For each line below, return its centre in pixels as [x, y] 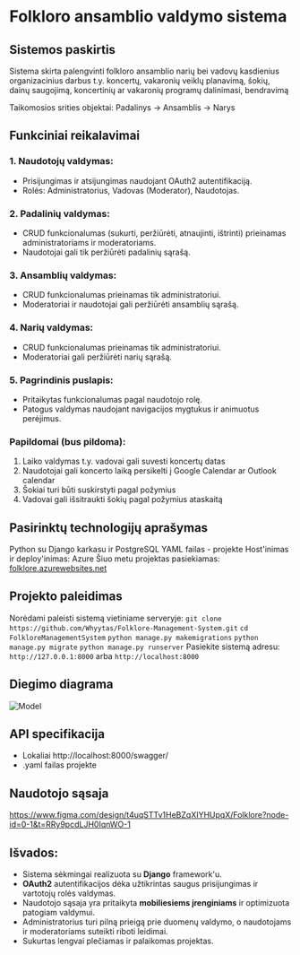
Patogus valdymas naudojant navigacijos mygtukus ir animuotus [141, 409]
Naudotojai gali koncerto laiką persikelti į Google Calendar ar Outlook [150, 471]
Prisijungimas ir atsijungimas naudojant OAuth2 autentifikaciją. [137, 180]
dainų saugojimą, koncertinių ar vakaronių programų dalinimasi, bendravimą [149, 90]
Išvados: [34, 852]
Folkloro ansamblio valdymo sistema [148, 17]
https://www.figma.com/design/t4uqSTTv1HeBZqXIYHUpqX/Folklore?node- [149, 815]
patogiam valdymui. [59, 913]
